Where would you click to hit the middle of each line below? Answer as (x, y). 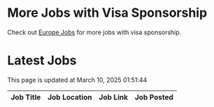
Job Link (113, 97)
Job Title (26, 97)
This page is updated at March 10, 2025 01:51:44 (77, 80)
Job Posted (154, 97)
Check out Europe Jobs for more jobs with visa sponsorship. (94, 32)
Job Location (70, 97)
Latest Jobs (42, 60)
